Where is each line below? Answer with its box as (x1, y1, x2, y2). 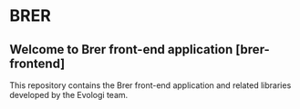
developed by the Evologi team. (9, 90, 129, 100)
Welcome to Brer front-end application (9, 42, 233, 57)
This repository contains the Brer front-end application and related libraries (9, 80, 292, 91)
